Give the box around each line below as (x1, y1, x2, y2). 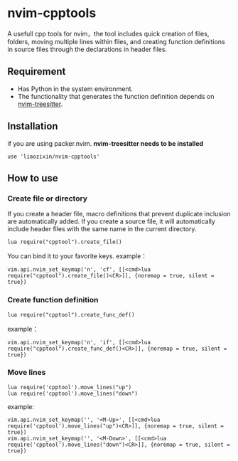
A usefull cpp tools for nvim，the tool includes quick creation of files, (7, 29, 210, 38)
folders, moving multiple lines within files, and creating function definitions (7, 37, 225, 46)
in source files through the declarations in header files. (7, 45, 168, 53)
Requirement (7, 65, 66, 78)
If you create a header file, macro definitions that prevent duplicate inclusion (7, 210, 231, 218)
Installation (7, 120, 58, 132)
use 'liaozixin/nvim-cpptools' (7, 153, 100, 160)
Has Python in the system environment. (17, 84, 134, 93)
